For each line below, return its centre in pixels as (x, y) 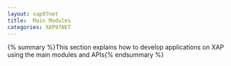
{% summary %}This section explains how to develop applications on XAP (116, 48)
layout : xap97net (33, 14)
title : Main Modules (39, 21)
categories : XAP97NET (39, 27)
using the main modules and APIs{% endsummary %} (86, 55)
